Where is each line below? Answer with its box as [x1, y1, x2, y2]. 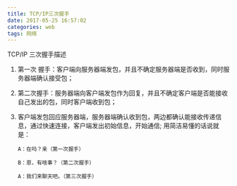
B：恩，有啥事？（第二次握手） [17, 159, 95, 166]
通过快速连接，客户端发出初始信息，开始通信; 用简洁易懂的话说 [30, 121, 213, 130]
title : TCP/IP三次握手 [7, 10, 70, 18]
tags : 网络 [7, 30, 37, 37]
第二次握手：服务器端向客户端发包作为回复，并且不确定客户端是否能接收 [17, 89, 228, 97]
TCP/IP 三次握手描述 [7, 50, 67, 58]
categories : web [7, 23, 55, 30]
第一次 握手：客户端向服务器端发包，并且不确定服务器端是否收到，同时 [17, 65, 224, 74]
